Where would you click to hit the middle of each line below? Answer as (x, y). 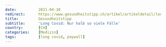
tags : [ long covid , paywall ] (45, 37)
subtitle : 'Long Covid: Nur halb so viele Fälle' (63, 23)
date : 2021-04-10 (33, 10)
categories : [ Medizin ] (32, 32)
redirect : (15, 14)
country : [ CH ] (26, 28)
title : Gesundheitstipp (38, 19)
